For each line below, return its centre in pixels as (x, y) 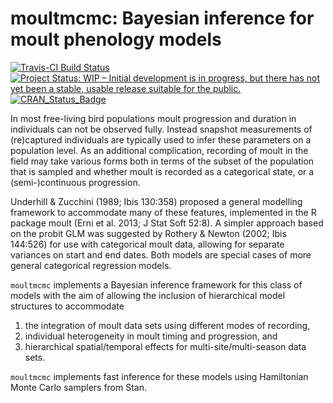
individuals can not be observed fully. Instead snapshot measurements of (161, 129)
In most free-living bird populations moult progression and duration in (153, 118)
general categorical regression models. (91, 265)
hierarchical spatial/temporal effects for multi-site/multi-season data (165, 346)
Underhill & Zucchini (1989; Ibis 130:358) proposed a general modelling (156, 201)
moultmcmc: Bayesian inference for (162, 18)
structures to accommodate (67, 306)
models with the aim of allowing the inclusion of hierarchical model (148, 295)
